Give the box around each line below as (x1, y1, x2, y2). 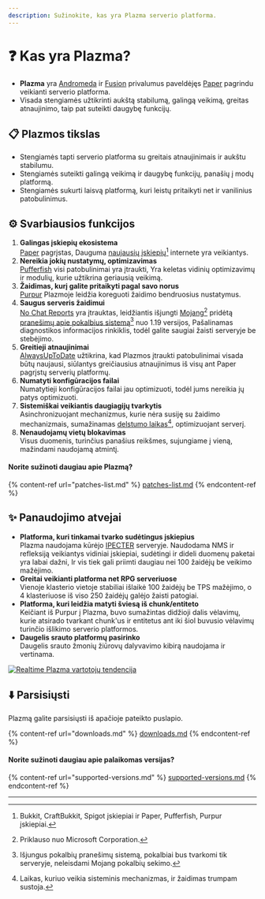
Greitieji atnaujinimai (19, 342, 89, 352)
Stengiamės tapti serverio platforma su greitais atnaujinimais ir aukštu (19, 152, 246, 162)
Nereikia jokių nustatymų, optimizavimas (19, 256, 158, 265)
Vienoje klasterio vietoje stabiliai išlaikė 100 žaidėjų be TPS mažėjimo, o (19, 582, 252, 591)
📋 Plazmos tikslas (8, 127, 101, 140)
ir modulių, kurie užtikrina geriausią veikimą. (19, 273, 163, 282)
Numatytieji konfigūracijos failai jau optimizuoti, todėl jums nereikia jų (19, 384, 244, 394)
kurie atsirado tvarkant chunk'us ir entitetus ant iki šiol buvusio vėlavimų (19, 616, 255, 625)
